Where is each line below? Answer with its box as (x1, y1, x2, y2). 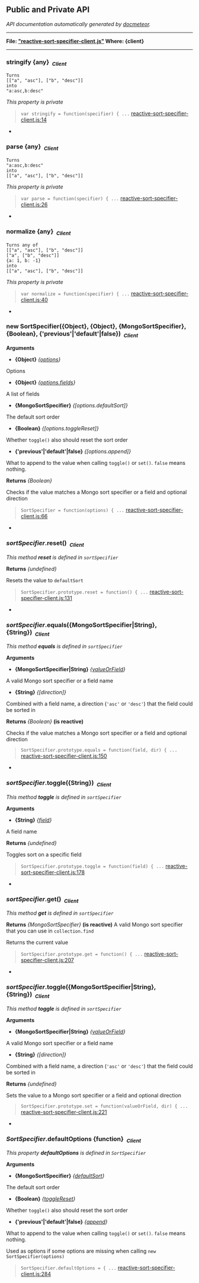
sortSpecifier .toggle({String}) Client (6, 779, 111, 788)
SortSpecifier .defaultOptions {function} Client (6, 1135, 142, 1144)
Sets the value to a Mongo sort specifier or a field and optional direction (6, 1091, 182, 1099)
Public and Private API (6, 5, 90, 15)
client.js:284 (20, 1271, 52, 1278)
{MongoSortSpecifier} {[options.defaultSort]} (14, 402, 129, 409)
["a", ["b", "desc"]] (6, 252, 60, 258)
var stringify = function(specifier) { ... (20, 111, 130, 117)
